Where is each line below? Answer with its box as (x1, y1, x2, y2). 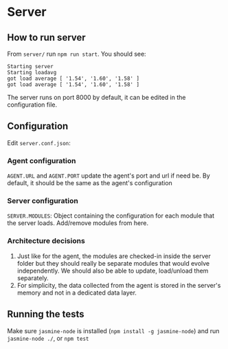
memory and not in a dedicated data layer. (16, 288, 137, 297)
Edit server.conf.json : (7, 138, 71, 147)
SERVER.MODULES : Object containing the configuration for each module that (7, 211, 215, 220)
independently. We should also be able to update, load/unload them (16, 266, 209, 275)
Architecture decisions (7, 236, 86, 246)
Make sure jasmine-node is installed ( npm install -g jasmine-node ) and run (7, 326, 220, 335)
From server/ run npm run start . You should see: (7, 50, 146, 58)
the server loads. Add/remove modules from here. (7, 219, 149, 227)
